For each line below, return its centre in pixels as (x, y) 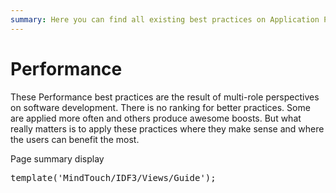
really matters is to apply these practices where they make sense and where (167, 128)
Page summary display (57, 158)
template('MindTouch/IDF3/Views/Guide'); (113, 177)
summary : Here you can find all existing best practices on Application (165, 19)
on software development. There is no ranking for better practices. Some (160, 107)
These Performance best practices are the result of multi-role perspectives (165, 97)
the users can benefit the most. (75, 139)
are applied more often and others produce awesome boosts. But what (156, 118)
